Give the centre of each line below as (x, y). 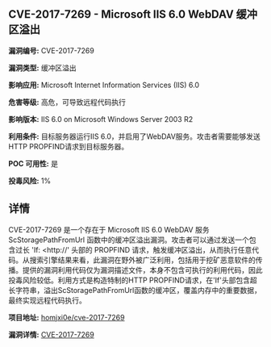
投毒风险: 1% (30, 181)
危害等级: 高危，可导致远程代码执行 (67, 102)
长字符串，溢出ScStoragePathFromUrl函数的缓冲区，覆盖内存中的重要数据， (135, 290)
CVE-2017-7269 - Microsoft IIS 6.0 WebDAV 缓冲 (133, 15)
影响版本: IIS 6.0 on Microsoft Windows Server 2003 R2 (101, 119)
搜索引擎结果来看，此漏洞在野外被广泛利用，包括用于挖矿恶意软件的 (142, 260)
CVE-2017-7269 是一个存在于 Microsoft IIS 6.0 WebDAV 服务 (109, 229)
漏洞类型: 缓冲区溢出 (42, 68)
